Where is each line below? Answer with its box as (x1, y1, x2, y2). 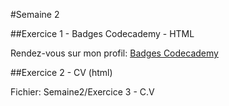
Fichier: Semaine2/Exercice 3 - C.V (10, 86, 155, 98)
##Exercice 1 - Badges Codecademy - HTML (10, 28, 195, 39)
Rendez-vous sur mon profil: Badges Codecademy (10, 47, 219, 59)
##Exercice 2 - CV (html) (10, 67, 113, 78)
